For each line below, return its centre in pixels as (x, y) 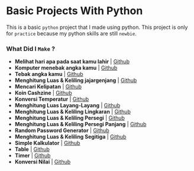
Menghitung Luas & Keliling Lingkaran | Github (73, 112)
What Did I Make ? (30, 48)
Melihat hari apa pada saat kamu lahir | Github (72, 62)
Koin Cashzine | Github (43, 93)
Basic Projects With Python (75, 11)
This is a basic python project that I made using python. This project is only (97, 27)
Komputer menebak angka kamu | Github (66, 68)
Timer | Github (33, 156)
